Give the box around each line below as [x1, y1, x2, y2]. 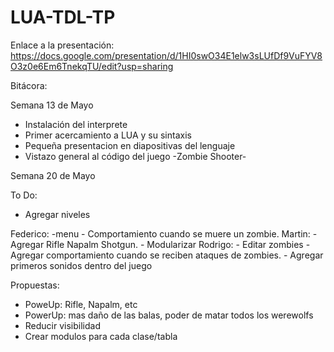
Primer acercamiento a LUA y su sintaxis [24, 129, 192, 141]
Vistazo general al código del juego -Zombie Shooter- [24, 150, 247, 162]
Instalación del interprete [24, 118, 128, 130]
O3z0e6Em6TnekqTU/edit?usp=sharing [10, 60, 174, 72]
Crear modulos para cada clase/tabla [24, 330, 178, 342]
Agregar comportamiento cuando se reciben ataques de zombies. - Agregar [10, 249, 324, 261]
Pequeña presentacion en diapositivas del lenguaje [24, 139, 236, 151]
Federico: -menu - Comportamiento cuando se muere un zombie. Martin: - [10, 227, 318, 240]
